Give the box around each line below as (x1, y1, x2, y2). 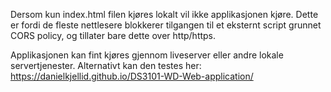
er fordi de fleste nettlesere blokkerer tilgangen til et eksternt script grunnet (10, 19, 322, 31)
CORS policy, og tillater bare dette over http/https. (10, 30, 217, 41)
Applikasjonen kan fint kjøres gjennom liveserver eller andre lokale (10, 49, 284, 61)
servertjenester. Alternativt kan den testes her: (10, 60, 202, 71)
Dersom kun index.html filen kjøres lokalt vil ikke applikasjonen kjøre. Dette (10, 9, 319, 20)
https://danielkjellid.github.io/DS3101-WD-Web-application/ (10, 70, 254, 82)
